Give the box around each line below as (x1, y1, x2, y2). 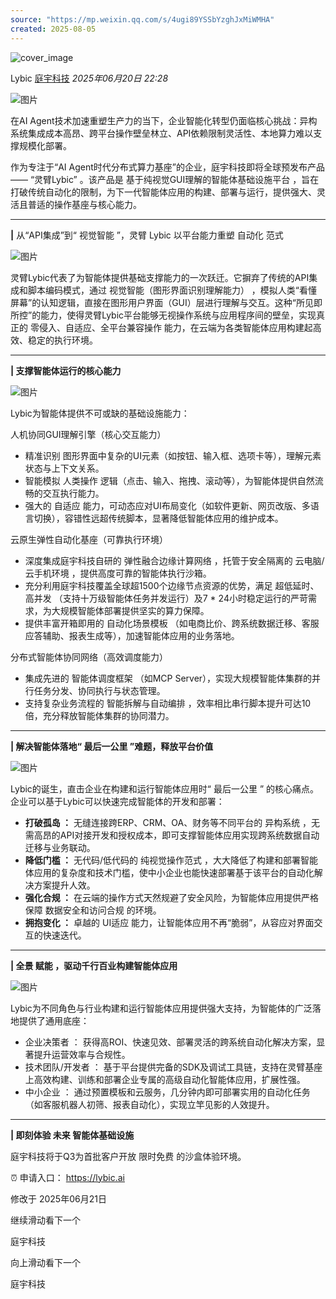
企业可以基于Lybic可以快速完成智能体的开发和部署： (10, 795, 225, 807)
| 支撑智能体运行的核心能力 (10, 364, 122, 376)
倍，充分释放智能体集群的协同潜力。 (24, 709, 175, 721)
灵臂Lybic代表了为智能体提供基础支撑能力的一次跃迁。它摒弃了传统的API (10, 271, 310, 283)
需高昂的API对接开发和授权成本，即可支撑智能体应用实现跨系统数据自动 (24, 829, 320, 841)
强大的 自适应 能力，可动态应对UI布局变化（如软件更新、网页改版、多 (24, 499, 311, 511)
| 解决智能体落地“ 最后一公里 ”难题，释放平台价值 (10, 740, 214, 752)
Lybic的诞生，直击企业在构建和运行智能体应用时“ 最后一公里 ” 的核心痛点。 (10, 782, 320, 795)
